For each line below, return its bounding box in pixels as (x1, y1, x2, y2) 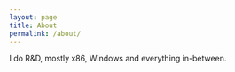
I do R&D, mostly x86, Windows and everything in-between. (9, 54, 227, 64)
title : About (9, 21, 58, 30)
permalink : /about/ (9, 29, 82, 38)
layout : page (9, 12, 58, 22)
